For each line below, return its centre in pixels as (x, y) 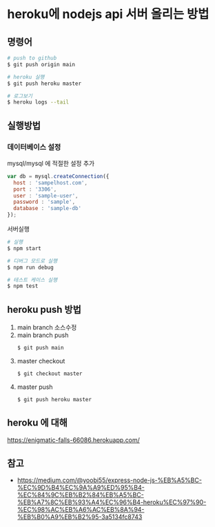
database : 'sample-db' (47, 209)
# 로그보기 (20, 96)
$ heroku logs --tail (38, 102)
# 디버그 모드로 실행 (32, 261)
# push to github (32, 58)
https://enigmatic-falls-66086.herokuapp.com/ (73, 440)
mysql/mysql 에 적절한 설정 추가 (51, 163)
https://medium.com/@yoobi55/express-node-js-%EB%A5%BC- (109, 480)
